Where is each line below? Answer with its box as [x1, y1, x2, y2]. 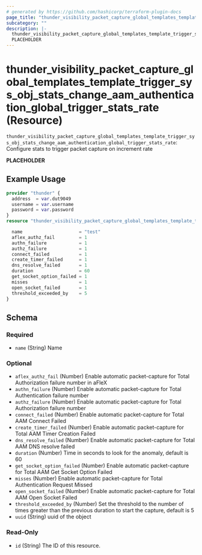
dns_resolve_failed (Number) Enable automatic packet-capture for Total [14, 437, 195, 444]
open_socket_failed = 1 [11, 285, 87, 291]
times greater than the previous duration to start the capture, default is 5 [14, 507, 194, 514]
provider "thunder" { [6, 190, 61, 196]
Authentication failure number [14, 392, 89, 399]
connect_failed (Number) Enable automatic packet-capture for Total [14, 411, 185, 418]
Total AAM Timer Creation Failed [14, 430, 96, 437]
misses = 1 [11, 279, 87, 285]
